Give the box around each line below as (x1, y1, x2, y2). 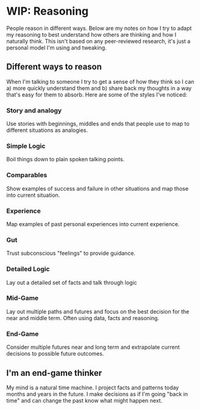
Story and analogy (6, 106, 62, 114)
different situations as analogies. (6, 126, 88, 134)
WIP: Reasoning (6, 4, 89, 18)
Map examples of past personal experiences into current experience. (6, 220, 180, 227)
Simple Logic (6, 142, 46, 150)
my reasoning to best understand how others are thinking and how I (6, 31, 177, 38)
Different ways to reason (6, 62, 102, 72)
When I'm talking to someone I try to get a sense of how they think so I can (6, 78, 195, 85)
